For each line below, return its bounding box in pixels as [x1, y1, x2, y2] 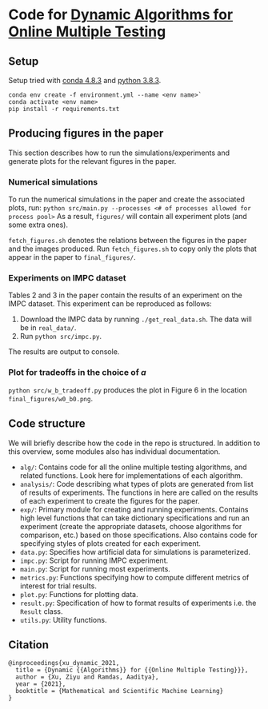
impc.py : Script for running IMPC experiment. [19, 556, 169, 565]
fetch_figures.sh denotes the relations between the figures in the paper [8, 236, 247, 245]
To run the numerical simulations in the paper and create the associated [8, 194, 246, 205]
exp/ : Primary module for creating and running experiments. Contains [19, 504, 249, 514]
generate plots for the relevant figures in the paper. [8, 156, 177, 165]
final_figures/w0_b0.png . [8, 393, 94, 403]
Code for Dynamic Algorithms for [8, 6, 234, 24]
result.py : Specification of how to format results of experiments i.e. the [19, 598, 257, 607]
